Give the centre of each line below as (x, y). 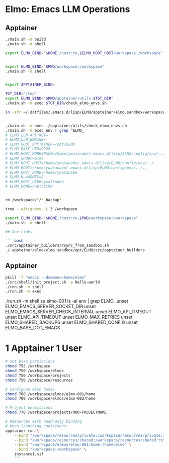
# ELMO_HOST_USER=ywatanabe (35, 182)
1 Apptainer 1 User (44, 348)
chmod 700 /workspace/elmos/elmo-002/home (50, 399)
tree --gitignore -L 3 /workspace (41, 209)
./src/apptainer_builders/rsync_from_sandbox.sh (57, 246)
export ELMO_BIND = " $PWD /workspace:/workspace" (55, 66)
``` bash (14, 241)
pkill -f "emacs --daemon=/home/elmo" (46, 277)
